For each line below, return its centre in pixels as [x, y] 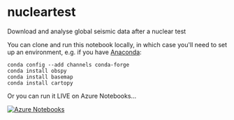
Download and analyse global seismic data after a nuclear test [97, 31]
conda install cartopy [40, 83]
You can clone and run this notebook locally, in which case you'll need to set [117, 44]
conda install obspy [37, 71]
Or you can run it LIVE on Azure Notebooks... [72, 96]
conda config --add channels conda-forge [68, 65]
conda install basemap [40, 77]
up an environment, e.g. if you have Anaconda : [74, 52]
